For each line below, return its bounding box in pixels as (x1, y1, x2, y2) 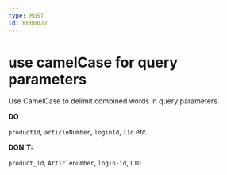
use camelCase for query (8, 53, 179, 72)
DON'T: (8, 142, 33, 152)
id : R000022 (8, 19, 48, 27)
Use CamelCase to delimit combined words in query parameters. (8, 96, 220, 106)
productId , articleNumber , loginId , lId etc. (8, 127, 148, 137)
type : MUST (8, 11, 44, 20)
